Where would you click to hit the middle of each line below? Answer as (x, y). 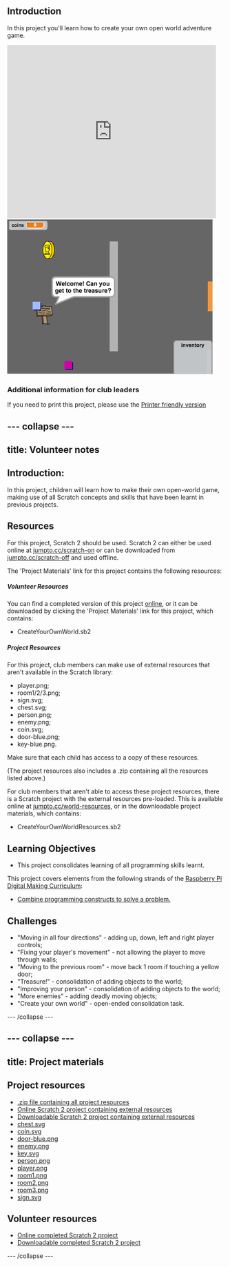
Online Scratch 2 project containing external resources (95, 1109)
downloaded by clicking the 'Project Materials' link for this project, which (110, 611)
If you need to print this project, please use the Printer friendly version (107, 405)
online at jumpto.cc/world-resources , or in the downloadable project (104, 807)
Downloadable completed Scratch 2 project (79, 1243)
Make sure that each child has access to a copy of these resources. (103, 758)
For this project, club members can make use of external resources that (108, 665)
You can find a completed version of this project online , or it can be (103, 604)
